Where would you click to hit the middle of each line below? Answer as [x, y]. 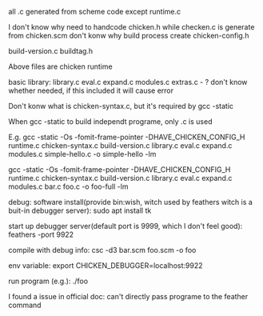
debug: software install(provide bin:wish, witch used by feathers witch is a [131, 202]
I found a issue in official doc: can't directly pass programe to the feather [128, 296]
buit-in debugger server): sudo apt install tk [80, 210]
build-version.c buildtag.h [51, 51]
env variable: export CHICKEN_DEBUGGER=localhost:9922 [106, 266]
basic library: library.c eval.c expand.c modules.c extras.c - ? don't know [128, 82]
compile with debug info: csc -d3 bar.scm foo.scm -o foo [102, 250]
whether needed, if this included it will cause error [91, 90]
